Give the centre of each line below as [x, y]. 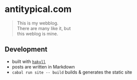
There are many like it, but [44, 28]
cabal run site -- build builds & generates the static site [72, 72]
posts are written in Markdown [43, 66]
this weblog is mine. [37, 33]
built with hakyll [29, 61]
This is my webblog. [37, 23]
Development [26, 49]
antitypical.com [38, 9]
